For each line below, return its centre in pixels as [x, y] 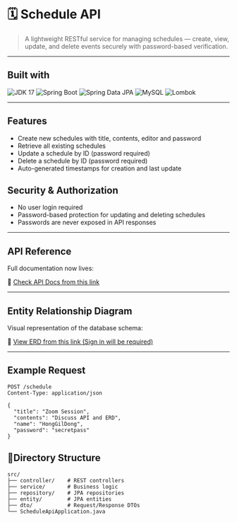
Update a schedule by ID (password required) [84, 153]
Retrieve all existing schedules [61, 146]
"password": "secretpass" [52, 430]
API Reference [39, 251]
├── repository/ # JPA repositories [66, 493]
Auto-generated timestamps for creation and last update [99, 168]
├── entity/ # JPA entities [60, 499]
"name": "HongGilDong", [48, 424]
